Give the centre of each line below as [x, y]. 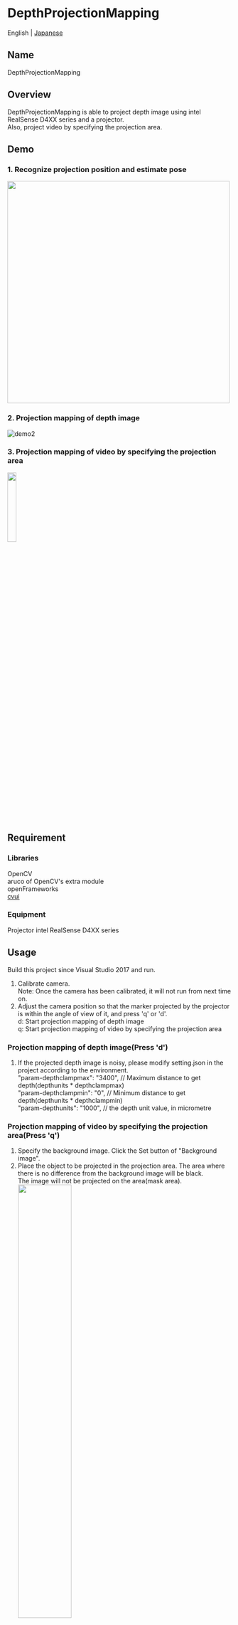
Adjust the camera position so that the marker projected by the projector [124, 1006]
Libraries [23, 858]
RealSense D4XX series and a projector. [66, 119]
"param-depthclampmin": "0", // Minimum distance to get [102, 1092]
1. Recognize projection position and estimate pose [97, 169]
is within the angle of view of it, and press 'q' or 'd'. [92, 1013]
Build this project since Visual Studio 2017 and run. [81, 969]
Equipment [27, 915]
